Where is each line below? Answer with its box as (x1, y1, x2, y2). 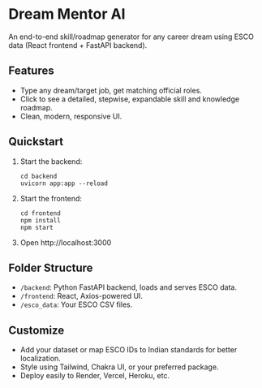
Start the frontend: (19, 193, 83, 203)
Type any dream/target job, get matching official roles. (19, 85, 203, 95)
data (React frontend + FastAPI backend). (8, 40, 148, 50)
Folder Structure (8, 261, 93, 274)
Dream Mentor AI (8, 5, 126, 24)
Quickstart (8, 135, 64, 149)
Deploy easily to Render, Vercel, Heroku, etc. (19, 371, 170, 381)
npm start (19, 223, 54, 231)
